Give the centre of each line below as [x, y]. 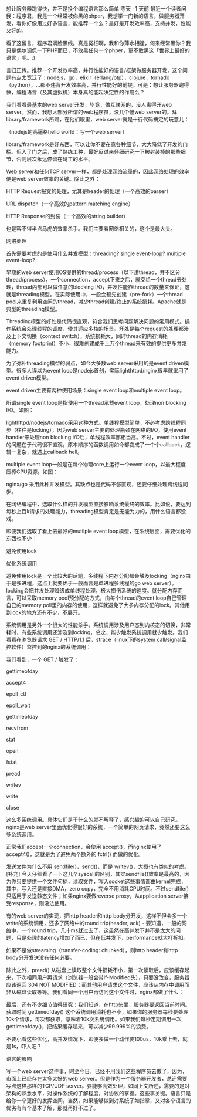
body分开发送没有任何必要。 [40, 957]
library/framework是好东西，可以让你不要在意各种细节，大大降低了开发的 [94, 144]
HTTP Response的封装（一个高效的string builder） [67, 216]
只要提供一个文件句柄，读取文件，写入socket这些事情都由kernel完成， [101, 881]
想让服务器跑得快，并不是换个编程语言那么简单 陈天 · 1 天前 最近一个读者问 [96, 9]
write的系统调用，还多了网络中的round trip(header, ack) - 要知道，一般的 [94, 923]
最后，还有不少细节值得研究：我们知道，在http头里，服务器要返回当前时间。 [98, 1004]
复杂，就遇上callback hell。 [50, 452]
